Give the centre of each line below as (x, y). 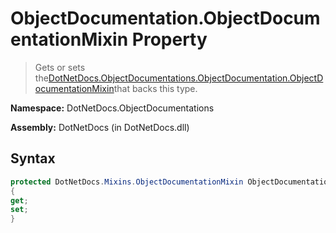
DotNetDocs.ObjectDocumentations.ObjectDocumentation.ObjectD (186, 78)
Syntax (33, 158)
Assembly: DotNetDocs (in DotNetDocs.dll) (100, 127)
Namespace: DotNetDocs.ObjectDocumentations (112, 108)
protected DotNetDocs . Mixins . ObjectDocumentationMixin (127, 182)
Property (169, 39)
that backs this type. (155, 88)
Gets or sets (60, 67)
